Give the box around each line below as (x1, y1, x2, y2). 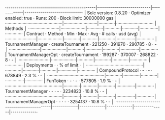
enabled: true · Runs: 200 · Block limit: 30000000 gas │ (5, 15, 118, 21)
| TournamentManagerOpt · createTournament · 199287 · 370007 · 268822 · (5, 52, 159, 58)
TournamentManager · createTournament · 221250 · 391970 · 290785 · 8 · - (5, 41, 157, 47)
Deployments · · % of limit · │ (26, 62, 85, 68)
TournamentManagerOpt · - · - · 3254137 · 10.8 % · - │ (5, 99, 115, 104)
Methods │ (5, 26, 27, 31)
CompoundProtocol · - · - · (99, 67, 153, 73)
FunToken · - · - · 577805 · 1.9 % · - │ (46, 78, 121, 84)
